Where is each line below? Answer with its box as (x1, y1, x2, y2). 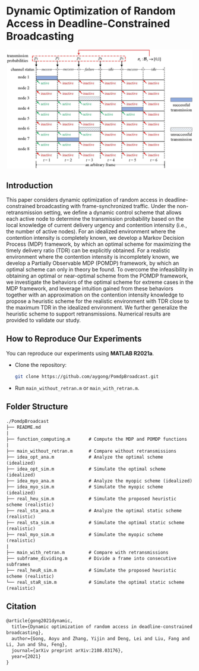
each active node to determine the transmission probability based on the (6, 215, 184, 222)
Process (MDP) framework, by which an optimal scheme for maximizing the (6, 240, 191, 248)
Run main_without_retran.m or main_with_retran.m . (14, 384, 140, 391)
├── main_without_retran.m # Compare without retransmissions (6, 448, 177, 454)
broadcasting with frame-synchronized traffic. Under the (36, 203, 176, 210)
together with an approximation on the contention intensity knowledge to (6, 291, 184, 299)
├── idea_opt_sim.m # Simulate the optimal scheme (6, 466, 166, 472)
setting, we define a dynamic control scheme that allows (43, 209, 182, 216)
